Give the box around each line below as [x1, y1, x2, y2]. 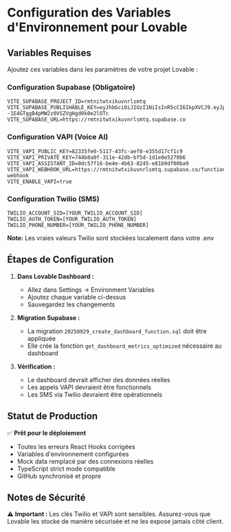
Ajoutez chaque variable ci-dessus [27, 293, 126, 301]
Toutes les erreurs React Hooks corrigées [16, 442, 135, 451]
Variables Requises [7, 47, 91, 59]
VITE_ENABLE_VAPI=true [7, 178, 72, 185]
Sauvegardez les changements [27, 300, 115, 308]
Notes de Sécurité [7, 491, 86, 503]
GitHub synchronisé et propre [16, 471, 102, 480]
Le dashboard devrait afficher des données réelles [27, 375, 170, 384]
